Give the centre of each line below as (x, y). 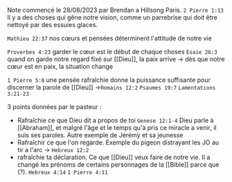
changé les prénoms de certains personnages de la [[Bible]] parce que (118, 165)
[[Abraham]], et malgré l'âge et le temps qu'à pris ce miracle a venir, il (117, 127)
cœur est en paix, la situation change (60, 66)
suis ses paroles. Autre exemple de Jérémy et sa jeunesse (100, 135)
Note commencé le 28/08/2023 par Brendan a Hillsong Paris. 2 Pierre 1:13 (115, 10)
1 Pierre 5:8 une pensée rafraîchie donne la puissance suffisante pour (109, 80)
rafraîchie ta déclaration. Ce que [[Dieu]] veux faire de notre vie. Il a (114, 157)
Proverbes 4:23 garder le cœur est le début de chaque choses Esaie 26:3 (113, 52)
